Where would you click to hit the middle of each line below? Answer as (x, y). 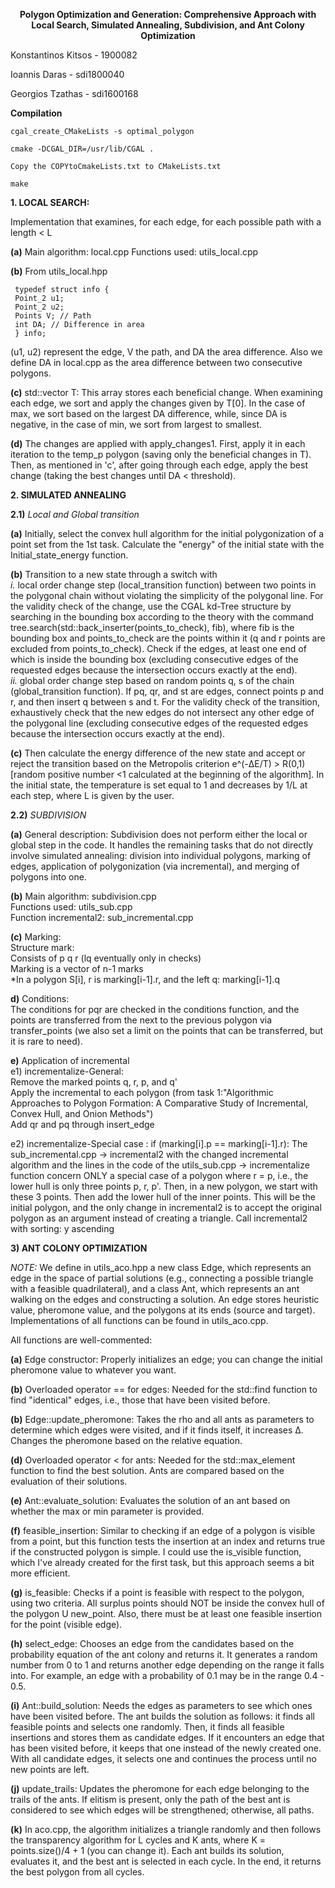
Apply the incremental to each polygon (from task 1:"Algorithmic (142, 1092)
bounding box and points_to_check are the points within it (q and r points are (168, 638)
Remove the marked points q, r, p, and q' (94, 1082)
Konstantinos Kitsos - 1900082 (74, 55)
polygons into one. (48, 877)
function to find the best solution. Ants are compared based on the (147, 1470)
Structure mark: (42, 947)
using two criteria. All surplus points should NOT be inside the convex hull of (167, 1603)
